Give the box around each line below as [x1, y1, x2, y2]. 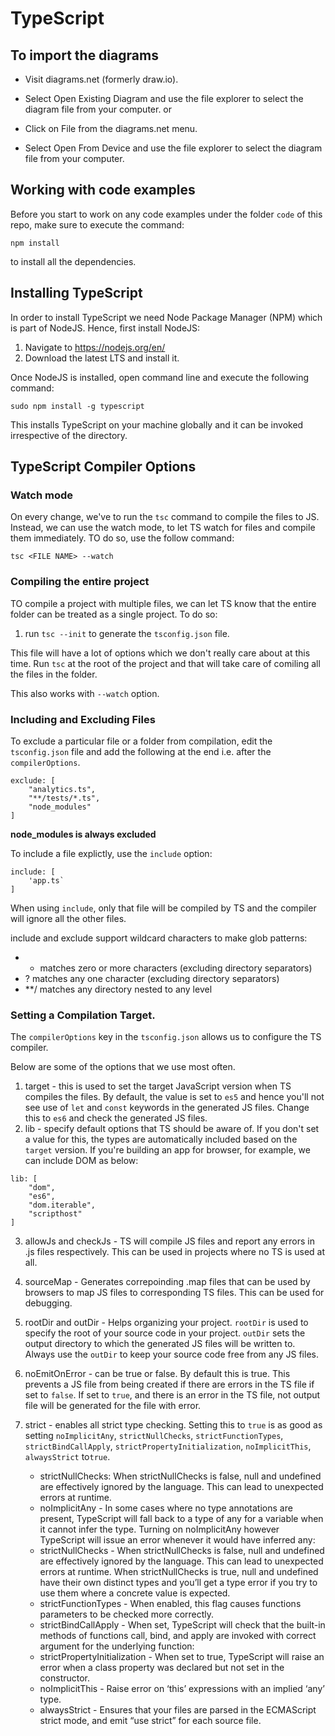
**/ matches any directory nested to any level [24, 983, 213, 995]
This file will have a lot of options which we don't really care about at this [10, 647, 311, 659]
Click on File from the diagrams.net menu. [24, 123, 198, 134]
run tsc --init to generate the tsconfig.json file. [24, 627, 230, 639]
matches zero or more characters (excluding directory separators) [39, 962, 313, 974]
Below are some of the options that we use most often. [10, 1061, 236, 1073]
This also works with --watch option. [10, 687, 160, 699]
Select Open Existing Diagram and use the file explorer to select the [24, 93, 304, 104]
